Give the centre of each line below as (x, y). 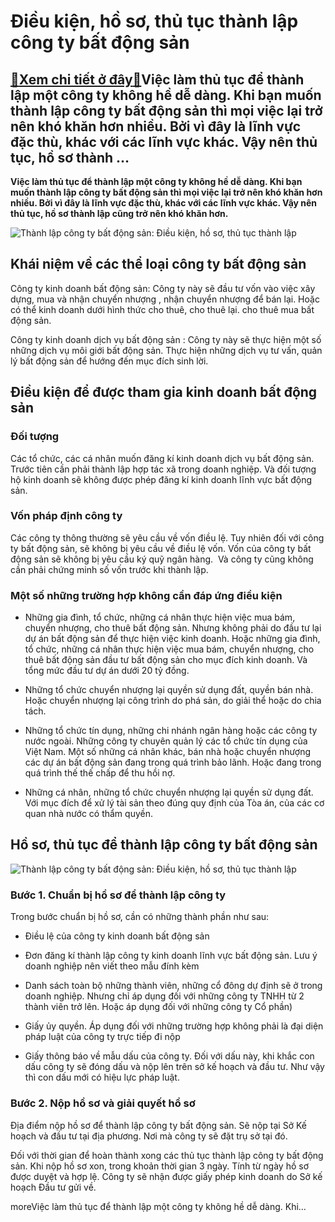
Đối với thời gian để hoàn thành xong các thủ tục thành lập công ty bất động (167, 1155)
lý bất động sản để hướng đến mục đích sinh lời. (109, 361)
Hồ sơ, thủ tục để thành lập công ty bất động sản (164, 845)
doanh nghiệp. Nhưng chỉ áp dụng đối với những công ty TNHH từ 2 (164, 996)
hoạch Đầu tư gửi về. (53, 1187)
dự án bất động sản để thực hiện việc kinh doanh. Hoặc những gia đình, (172, 639)
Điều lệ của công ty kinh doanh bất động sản (117, 936)
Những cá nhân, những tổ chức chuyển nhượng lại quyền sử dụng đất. (169, 792)
